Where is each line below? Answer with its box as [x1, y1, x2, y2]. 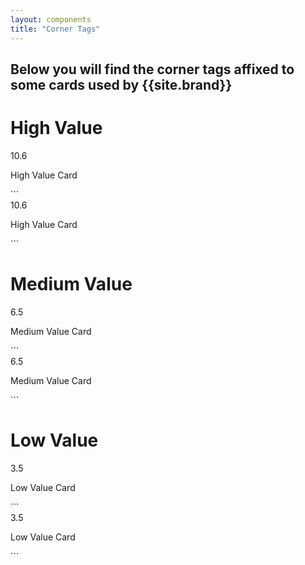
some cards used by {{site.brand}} [10, 76, 233, 93]
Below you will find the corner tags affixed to [10, 61, 295, 78]
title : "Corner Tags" [10, 24, 101, 34]
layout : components [10, 14, 92, 25]
